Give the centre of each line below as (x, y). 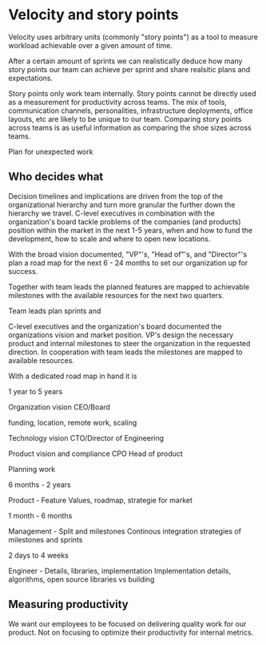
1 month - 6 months (40, 515)
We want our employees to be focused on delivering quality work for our (127, 623)
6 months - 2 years (40, 484)
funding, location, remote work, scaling (73, 422)
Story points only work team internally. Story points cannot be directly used (132, 93)
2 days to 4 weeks (39, 555)
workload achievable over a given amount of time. (91, 45)
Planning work (32, 469)
